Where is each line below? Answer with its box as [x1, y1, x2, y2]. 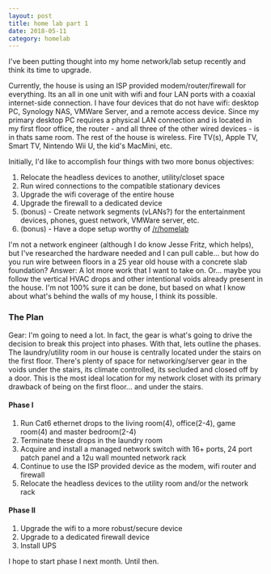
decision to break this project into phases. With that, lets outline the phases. [8, 338, 261, 348]
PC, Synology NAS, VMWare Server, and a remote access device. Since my [8, 107, 260, 117]
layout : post [8, 11, 53, 20]
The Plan [8, 312, 44, 323]
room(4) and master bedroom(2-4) [19, 427, 137, 436]
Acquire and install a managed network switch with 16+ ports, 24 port [19, 444, 252, 453]
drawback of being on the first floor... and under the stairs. [8, 381, 204, 391]
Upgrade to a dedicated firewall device [19, 532, 150, 542]
